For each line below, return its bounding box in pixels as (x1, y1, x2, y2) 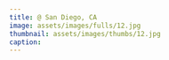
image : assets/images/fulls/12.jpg (9, 21, 141, 30)
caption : (9, 37, 42, 47)
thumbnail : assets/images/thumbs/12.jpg (9, 29, 162, 38)
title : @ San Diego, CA (9, 12, 98, 22)
